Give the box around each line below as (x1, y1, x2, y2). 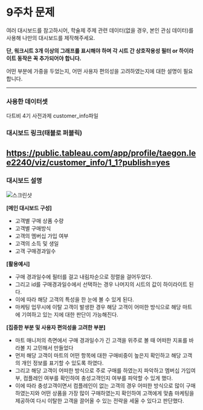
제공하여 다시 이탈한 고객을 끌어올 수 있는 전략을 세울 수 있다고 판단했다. (14, 397, 184, 404)
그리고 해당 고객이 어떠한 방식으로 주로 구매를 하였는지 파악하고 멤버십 (14, 366, 180, 374)
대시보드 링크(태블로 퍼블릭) (6, 129, 83, 137)
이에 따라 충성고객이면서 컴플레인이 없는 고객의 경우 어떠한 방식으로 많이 (14, 382, 185, 389)
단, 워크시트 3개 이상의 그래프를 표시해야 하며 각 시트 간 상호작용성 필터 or (6, 47, 178, 54)
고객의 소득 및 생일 (14, 239, 59, 247)
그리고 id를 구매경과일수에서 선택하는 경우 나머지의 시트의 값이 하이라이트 (14, 281, 188, 288)
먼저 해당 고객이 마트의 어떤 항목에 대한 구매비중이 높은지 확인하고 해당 (14, 351, 181, 359)
